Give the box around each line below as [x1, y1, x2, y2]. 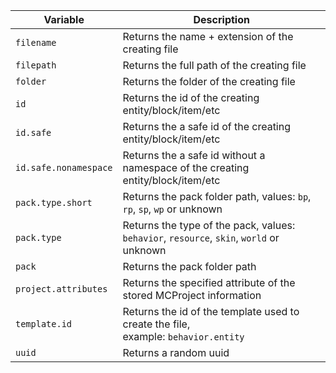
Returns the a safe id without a [122, 149, 266, 162]
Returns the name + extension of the [122, 30, 294, 43]
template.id [15, 319, 73, 329]
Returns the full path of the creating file [122, 59, 307, 72]
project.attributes [15, 284, 108, 294]
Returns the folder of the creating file [122, 75, 296, 88]
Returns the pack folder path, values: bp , [122, 190, 312, 203]
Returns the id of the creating [122, 91, 260, 104]
